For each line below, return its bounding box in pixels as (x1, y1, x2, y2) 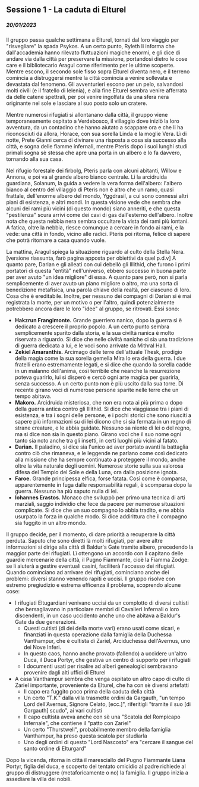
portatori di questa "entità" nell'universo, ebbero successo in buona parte (6, 267, 187, 275)
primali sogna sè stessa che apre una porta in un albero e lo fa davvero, (6, 149, 182, 157)
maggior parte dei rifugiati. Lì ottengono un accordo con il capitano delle (6, 550, 184, 557)
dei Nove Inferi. (23, 643, 61, 651)
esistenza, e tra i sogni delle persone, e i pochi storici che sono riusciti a (14, 412, 192, 419)
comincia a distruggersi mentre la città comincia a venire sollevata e (6, 74, 172, 82)
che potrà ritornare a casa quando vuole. (6, 237, 106, 244)
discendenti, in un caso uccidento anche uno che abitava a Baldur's (14, 612, 181, 619)
